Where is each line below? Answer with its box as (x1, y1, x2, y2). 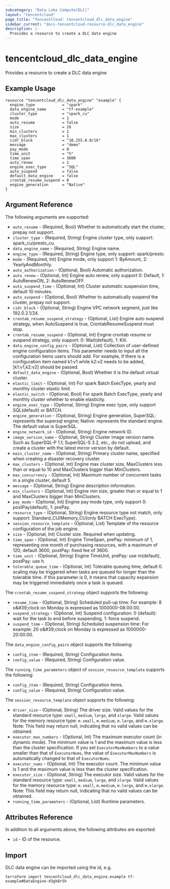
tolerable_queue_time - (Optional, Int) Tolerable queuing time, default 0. (12, 563, 163, 569)
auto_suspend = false (10, 168, 79, 174)
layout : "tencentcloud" (5, 12, 56, 17)
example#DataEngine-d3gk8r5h (5, 879, 67, 884)
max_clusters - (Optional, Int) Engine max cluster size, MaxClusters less (12, 461, 162, 467)
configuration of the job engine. (12, 526, 79, 532)
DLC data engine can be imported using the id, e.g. (5, 865, 112, 871)
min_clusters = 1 (10, 129, 70, 134)
